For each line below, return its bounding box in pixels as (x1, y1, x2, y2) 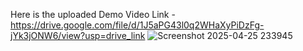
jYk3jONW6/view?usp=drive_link (10, 30, 146, 41)
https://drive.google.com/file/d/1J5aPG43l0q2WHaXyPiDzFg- (10, 19, 265, 31)
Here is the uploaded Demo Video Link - (10, 9, 176, 20)
